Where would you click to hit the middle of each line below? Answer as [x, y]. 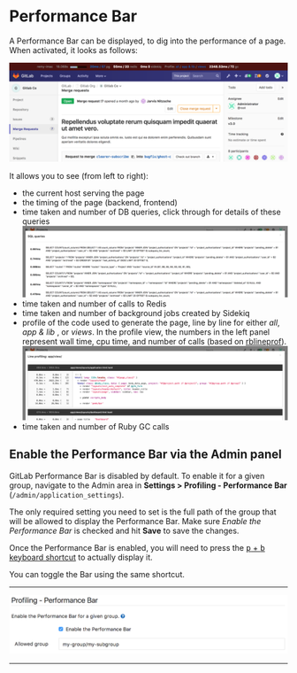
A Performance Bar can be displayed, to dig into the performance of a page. [148, 41]
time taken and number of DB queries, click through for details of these [151, 212]
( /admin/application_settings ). [67, 494]
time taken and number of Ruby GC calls [95, 426]
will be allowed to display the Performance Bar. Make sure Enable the [135, 521]
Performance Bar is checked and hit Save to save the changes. [124, 530]
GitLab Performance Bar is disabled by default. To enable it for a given [137, 476]
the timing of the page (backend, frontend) [100, 203]
